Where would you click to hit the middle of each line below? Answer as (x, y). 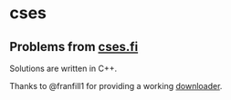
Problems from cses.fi (74, 47)
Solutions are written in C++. (63, 68)
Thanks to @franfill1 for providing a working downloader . (116, 86)
